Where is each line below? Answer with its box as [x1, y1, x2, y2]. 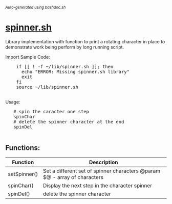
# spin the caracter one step [13, 109, 90, 114]
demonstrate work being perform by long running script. [5, 44, 124, 50]
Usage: [5, 98, 20, 105]
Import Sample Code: [5, 54, 50, 60]
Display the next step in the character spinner [42, 182, 153, 189]
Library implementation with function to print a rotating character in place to [5, 38, 165, 44]
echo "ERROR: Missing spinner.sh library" [21, 69, 130, 74]
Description [89, 159, 119, 166]
